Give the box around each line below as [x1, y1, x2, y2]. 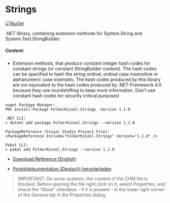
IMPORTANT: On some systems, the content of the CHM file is [17, 176, 148, 182]
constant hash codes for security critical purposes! [12, 93, 120, 99]
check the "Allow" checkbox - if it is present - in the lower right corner [17, 186, 165, 192]
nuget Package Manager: [5, 102, 56, 107]
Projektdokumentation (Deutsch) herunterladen [12, 165, 112, 171]
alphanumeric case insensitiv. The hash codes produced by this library [12, 76, 161, 82]
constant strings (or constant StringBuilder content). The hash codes [12, 65, 157, 72]
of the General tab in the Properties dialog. [17, 192, 107, 198]
